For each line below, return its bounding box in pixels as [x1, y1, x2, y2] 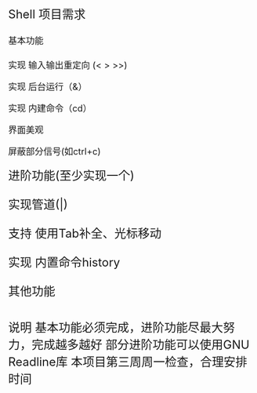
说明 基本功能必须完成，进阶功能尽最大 [8, 320, 223, 336]
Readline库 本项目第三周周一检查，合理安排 [8, 355, 248, 369]
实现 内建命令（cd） [8, 103, 92, 114]
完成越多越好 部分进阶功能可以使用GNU [31, 337, 250, 353]
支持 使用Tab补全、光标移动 [8, 226, 162, 241]
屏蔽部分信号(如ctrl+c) [8, 146, 101, 157]
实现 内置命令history [8, 255, 121, 270]
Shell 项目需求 [8, 7, 86, 22]
